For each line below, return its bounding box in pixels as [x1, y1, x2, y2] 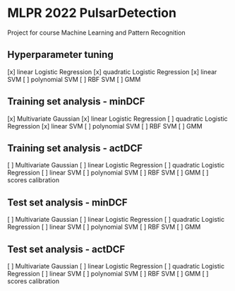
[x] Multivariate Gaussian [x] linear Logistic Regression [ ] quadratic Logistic [7, 114, 228, 123]
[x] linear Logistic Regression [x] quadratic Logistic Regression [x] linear [7, 67, 217, 76]
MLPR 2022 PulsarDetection [7, 5, 176, 21]
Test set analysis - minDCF [7, 196, 128, 208]
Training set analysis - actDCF [7, 142, 143, 154]
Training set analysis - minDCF [7, 95, 145, 107]
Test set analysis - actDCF [7, 243, 126, 255]
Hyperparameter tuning [7, 49, 114, 61]
